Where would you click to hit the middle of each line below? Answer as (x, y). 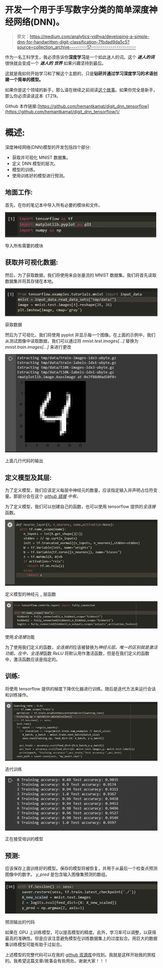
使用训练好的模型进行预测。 (40, 176)
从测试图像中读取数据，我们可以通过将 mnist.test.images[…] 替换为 (72, 341)
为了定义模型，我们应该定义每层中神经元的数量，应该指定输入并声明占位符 (79, 490)
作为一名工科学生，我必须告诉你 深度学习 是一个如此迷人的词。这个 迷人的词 (80, 57)
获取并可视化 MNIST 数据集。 (41, 157)
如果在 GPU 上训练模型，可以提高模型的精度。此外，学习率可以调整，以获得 (81, 933)
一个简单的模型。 (26, 79)
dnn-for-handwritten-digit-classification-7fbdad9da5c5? (73, 42)
